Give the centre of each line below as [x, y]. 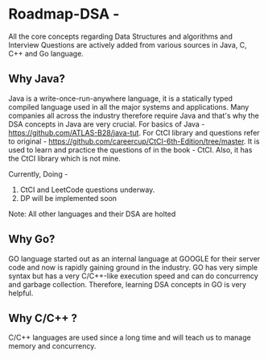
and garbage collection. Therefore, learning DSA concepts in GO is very [128, 284]
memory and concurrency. [52, 346]
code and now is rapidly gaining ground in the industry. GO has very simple [133, 267]
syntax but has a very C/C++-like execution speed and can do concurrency [134, 276]
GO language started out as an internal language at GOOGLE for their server [134, 258]
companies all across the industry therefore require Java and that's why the [134, 115]
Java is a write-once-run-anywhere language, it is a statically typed [121, 98]
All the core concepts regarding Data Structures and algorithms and [121, 36]
